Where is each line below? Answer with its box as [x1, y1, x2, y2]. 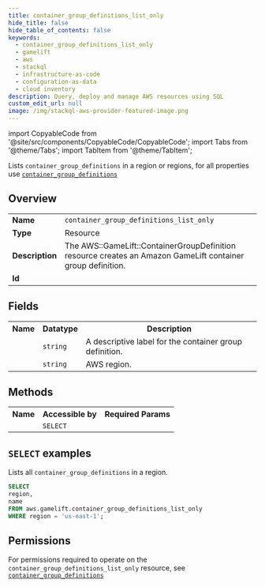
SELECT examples [8, 446, 92, 460]
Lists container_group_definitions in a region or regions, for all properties [8, 161, 250, 170]
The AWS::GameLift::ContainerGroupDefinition [64, 240, 237, 251]
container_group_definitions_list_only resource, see [8, 563, 185, 573]
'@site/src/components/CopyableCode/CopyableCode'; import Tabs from [8, 137, 248, 146]
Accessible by [42, 408, 97, 420]
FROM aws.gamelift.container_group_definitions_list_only [8, 505, 203, 513]
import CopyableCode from [8, 129, 97, 138]
